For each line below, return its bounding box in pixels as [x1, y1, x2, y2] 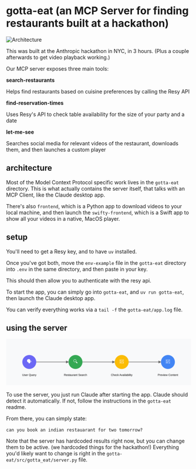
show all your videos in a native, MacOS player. [6, 215, 120, 222]
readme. [6, 404, 26, 411]
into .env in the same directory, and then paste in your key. [6, 265, 148, 272]
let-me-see [6, 128, 34, 135]
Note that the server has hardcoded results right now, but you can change [6, 437, 185, 445]
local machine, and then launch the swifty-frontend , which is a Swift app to [6, 209, 190, 216]
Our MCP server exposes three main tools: [6, 65, 109, 72]
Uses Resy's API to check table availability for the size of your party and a [6, 111, 185, 118]
